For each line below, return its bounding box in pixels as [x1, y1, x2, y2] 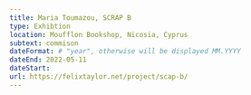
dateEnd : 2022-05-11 [9, 55, 88, 64]
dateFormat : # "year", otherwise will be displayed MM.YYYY [9, 47, 242, 56]
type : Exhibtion [9, 22, 71, 31]
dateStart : [9, 64, 51, 73]
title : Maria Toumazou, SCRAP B [9, 13, 131, 23]
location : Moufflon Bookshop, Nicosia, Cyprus [9, 30, 188, 39]
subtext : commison [9, 38, 79, 48]
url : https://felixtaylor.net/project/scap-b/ [9, 72, 188, 81]
